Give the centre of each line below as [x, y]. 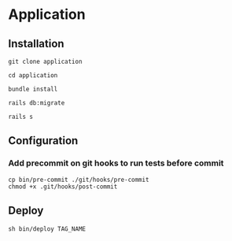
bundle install [33, 89]
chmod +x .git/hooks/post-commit [63, 187]
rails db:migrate [37, 103]
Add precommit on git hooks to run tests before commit [116, 163]
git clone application [45, 61]
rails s [21, 117]
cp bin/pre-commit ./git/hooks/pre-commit [79, 180]
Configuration [43, 141]
